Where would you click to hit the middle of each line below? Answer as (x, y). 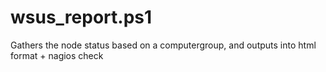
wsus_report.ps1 (81, 17)
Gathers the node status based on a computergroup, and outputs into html (163, 45)
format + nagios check (57, 55)
